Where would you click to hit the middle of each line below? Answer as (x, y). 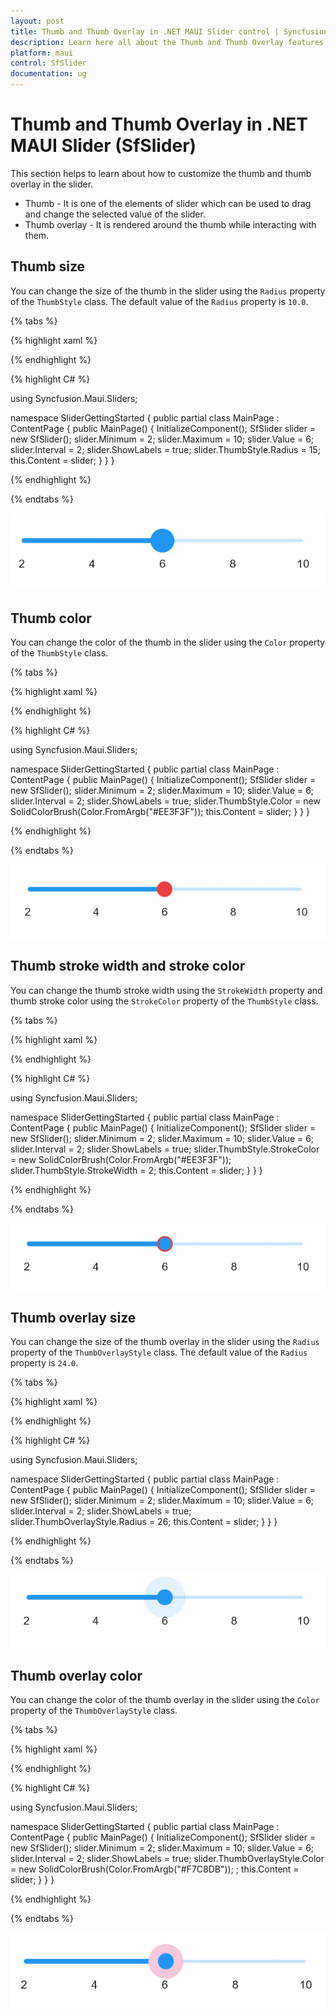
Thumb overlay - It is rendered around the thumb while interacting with (170, 224)
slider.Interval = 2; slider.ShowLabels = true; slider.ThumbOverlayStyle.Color (167, 1858)
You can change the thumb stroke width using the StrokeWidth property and (166, 990)
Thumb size (48, 266)
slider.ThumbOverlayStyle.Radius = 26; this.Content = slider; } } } (144, 1522)
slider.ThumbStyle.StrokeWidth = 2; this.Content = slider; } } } (136, 1170)
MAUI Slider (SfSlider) (103, 146)
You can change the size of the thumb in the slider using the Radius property (168, 291)
